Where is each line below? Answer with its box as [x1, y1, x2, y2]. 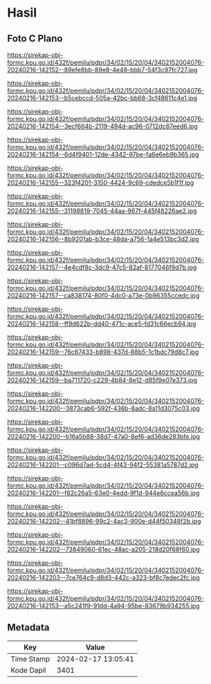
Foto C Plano [7, 33, 63, 44]
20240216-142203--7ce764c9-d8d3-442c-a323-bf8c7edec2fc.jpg [7, 574, 201, 581]
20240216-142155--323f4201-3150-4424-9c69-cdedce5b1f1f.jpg [7, 178, 194, 187]
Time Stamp [10, 654, 51, 664]
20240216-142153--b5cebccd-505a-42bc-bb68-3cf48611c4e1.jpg [7, 94, 198, 102]
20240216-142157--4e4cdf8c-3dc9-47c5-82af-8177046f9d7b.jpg [7, 263, 197, 272]
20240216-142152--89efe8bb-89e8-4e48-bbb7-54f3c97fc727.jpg [7, 66, 198, 74]
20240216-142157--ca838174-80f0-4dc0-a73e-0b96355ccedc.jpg [7, 292, 200, 299]
